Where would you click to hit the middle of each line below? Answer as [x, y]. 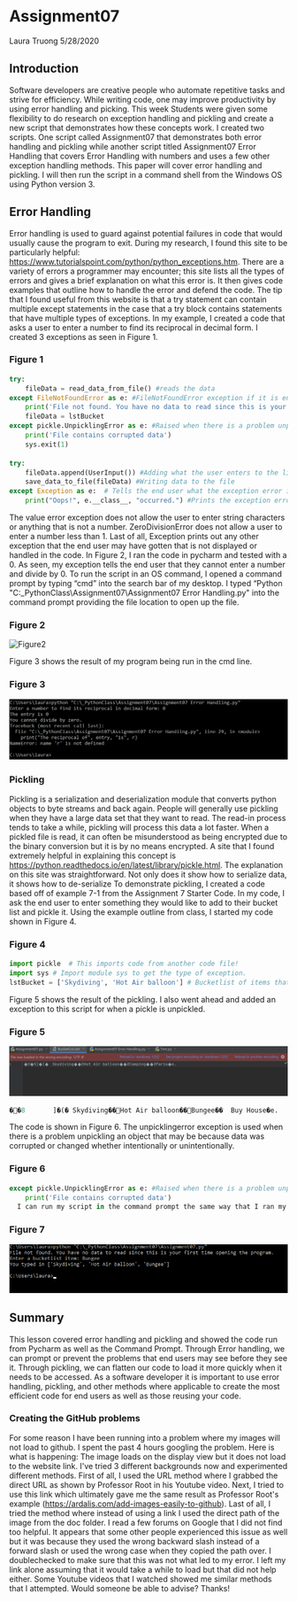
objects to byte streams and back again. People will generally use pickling [144, 809]
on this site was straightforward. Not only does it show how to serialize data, [148, 874]
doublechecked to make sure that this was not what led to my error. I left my [148, 1559]
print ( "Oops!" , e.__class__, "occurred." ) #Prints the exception [148, 501]
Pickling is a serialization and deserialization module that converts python [143, 799]
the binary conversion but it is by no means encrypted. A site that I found [142, 846]
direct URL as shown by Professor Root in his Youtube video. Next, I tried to [147, 1484]
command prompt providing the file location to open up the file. [125, 602]
